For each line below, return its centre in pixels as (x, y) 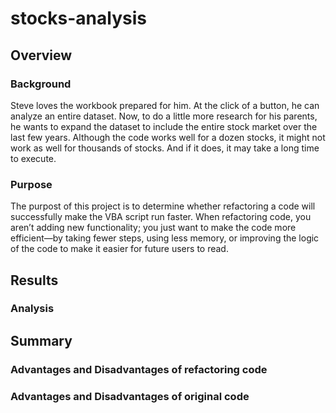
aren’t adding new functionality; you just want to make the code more (153, 228)
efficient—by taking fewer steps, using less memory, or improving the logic (165, 238)
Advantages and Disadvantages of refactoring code (139, 369)
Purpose (31, 184)
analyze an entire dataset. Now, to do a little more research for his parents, (164, 116)
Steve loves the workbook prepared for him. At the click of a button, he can (165, 105)
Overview (41, 55)
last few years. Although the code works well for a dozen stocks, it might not (168, 137)
